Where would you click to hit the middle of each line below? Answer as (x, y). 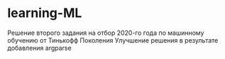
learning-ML (45, 13)
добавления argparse (40, 48)
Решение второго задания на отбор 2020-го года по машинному (106, 33)
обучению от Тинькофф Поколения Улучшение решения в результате (113, 40)
